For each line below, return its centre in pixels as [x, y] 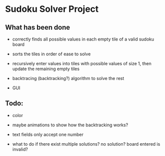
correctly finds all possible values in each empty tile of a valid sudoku [83, 39]
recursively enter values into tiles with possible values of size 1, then [82, 63]
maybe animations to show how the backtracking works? [70, 125]
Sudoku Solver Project [52, 9]
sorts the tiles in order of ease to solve [51, 54]
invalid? [20, 149]
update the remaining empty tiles [46, 69]
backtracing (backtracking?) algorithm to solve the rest [68, 78]
